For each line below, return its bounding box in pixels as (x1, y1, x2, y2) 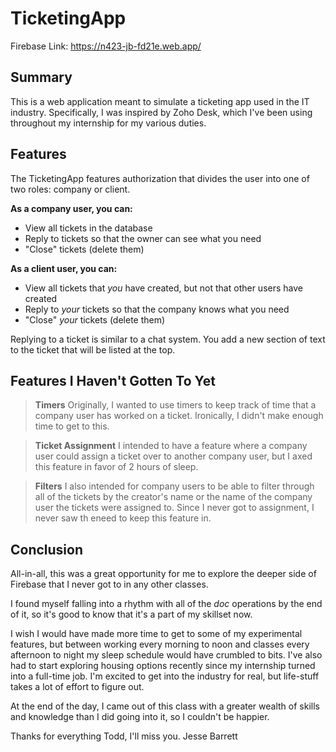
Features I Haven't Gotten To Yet (10, 372, 216, 389)
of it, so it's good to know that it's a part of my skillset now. (10, 608, 253, 621)
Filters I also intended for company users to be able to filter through (34, 480, 315, 492)
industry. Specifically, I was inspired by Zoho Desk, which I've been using (10, 106, 313, 118)
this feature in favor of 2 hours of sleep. (34, 461, 199, 473)
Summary (10, 69, 73, 86)
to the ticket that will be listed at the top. (10, 343, 176, 356)
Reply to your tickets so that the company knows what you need (24, 303, 290, 315)
